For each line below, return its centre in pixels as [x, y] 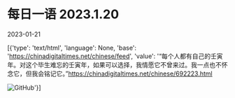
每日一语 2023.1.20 [63, 14]
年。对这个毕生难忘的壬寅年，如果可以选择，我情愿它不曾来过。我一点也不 [114, 64]
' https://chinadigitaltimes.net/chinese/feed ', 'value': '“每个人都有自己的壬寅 [115, 56]
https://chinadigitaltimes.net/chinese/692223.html [140, 73]
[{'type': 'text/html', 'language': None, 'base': [72, 48]
